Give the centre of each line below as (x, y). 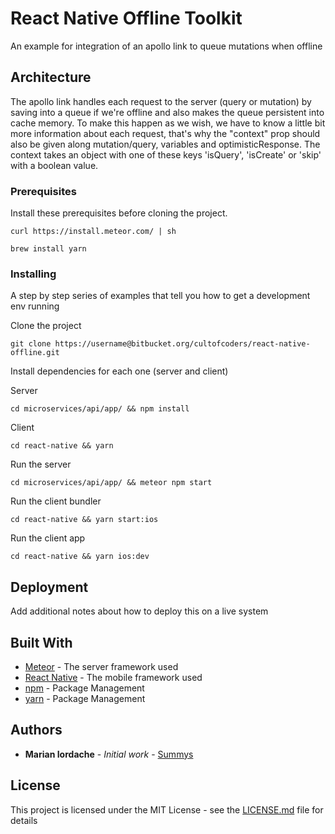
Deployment (49, 587)
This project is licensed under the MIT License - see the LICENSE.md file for (167, 809)
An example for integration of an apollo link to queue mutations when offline (166, 46)
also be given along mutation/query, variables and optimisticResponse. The (165, 144)
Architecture (51, 77)
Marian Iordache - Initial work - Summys (109, 754)
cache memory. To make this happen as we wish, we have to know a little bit (168, 123)
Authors (36, 730)
